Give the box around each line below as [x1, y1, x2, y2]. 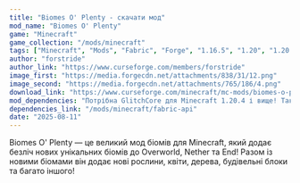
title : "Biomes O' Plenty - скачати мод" [9, 12, 166, 22]
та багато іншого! [9, 166, 75, 177]
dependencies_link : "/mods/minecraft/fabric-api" [9, 104, 198, 113]
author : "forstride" [9, 54, 87, 63]
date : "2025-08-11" [9, 112, 82, 121]
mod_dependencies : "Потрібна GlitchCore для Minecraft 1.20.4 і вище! [9, 96, 278, 105]
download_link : [9, 87, 66, 96]
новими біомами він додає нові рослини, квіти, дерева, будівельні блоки [9, 156, 288, 167]
